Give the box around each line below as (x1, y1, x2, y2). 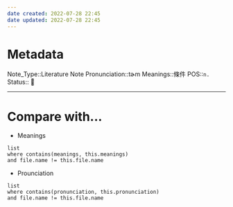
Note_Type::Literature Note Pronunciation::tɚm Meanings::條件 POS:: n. (7, 70, 210, 78)
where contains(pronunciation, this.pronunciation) (7, 188, 159, 196)
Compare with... (7, 109, 103, 125)
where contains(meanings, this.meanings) (7, 151, 129, 158)
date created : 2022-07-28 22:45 (7, 10, 101, 17)
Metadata (7, 46, 64, 62)
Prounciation (17, 169, 54, 177)
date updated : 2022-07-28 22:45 (7, 17, 101, 24)
